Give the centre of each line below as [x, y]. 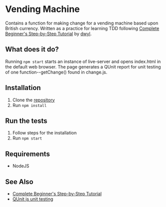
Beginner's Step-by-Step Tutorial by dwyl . [48, 33]
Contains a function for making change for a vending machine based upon [82, 23]
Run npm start [27, 138]
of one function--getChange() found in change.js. [56, 72]
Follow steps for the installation [44, 133]
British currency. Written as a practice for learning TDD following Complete [82, 28]
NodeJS [21, 166]
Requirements [27, 154]
